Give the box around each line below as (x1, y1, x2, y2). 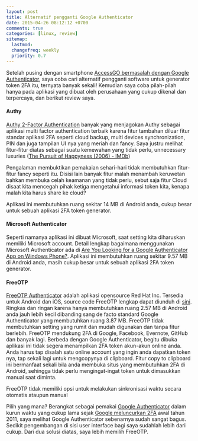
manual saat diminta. (6, 374, 57, 381)
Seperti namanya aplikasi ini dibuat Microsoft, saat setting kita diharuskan (6, 234, 186, 241)
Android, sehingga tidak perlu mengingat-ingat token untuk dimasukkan (6, 367, 181, 375)
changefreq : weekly (11, 47, 60, 53)
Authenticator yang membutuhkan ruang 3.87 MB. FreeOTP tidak (6, 317, 164, 324)
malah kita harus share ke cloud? (6, 189, 87, 196)
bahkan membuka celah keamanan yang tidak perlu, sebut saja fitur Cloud (6, 176, 187, 184)
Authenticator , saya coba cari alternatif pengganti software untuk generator (6, 75, 190, 82)
